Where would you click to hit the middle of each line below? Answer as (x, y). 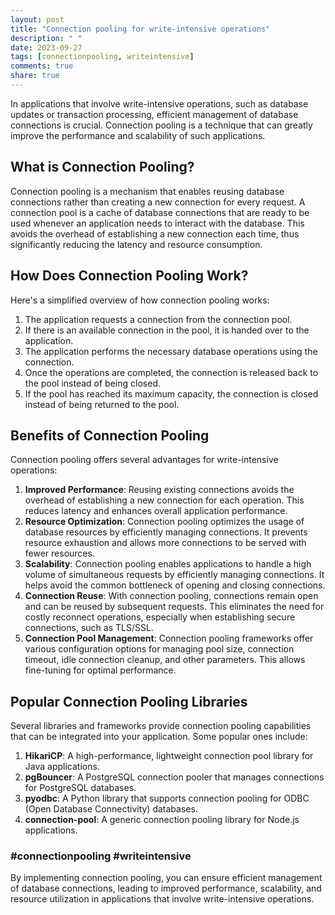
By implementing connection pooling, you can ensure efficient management (166, 878)
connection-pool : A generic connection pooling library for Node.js (162, 820)
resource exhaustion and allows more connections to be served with (165, 543)
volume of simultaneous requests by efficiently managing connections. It (174, 575)
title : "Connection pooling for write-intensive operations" (140, 29)
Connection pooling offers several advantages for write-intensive (144, 460)
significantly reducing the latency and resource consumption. (136, 244)
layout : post (37, 19)
